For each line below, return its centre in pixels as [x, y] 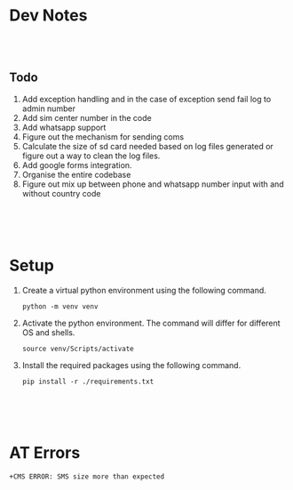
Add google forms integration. [77, 165]
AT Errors [45, 452]
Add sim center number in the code [87, 117]
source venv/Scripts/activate [78, 349]
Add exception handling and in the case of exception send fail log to [146, 99]
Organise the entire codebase [76, 174]
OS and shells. [48, 332]
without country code [61, 193]
